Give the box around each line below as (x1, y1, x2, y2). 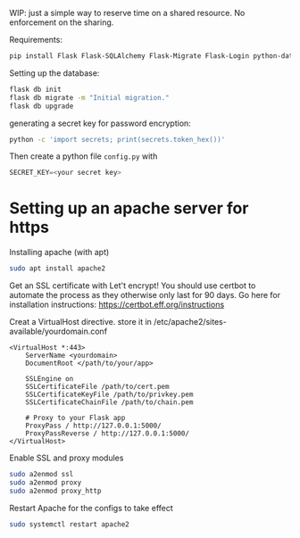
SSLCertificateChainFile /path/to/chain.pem (25, 398, 194, 407)
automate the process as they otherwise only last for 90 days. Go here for (9, 290, 281, 301)
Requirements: (9, 35, 62, 45)
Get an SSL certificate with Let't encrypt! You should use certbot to (9, 280, 256, 291)
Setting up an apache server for (9, 198, 249, 219)
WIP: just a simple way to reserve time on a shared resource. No (9, 8, 246, 18)
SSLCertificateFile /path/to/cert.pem (25, 383, 170, 392)
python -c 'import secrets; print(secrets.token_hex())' (9, 135, 226, 144)
